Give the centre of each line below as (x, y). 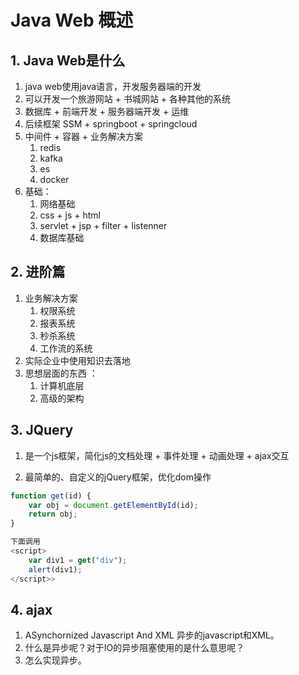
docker (54, 179)
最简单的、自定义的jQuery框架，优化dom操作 (118, 477)
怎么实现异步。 (55, 660)
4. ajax (31, 609)
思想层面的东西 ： (61, 373)
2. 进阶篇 (38, 272)
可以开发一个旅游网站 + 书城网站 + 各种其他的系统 (128, 99)
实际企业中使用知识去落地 (77, 360)
